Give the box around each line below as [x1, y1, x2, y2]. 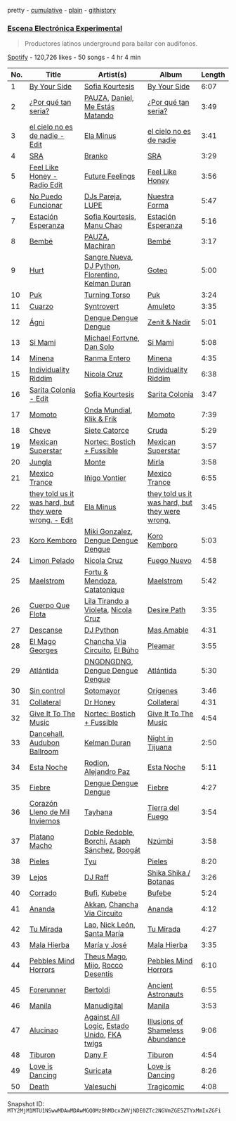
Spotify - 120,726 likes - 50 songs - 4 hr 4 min [7, 53, 141, 62]
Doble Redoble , [84, 828, 135, 837]
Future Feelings [84, 172, 136, 182]
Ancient [147, 981, 173, 991]
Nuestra [147, 191, 174, 201]
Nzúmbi [147, 837, 173, 847]
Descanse [29, 626, 63, 635]
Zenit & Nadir [147, 317, 191, 327]
